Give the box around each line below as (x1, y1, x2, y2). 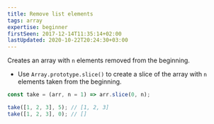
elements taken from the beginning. (17, 77, 122, 86)
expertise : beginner (7, 23, 69, 30)
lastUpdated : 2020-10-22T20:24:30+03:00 (7, 37, 129, 44)
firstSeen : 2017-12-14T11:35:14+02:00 (7, 30, 122, 38)
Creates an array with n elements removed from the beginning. (7, 56, 190, 64)
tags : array (7, 17, 43, 24)
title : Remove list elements (7, 10, 94, 18)
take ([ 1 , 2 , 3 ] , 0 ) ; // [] (7, 111, 87, 118)
